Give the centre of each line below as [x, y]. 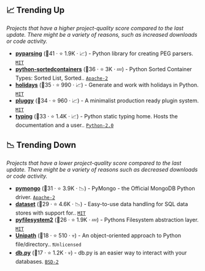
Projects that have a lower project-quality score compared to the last [94, 163]
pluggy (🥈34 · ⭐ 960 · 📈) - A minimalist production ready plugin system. [107, 101]
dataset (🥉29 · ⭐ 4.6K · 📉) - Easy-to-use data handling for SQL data [102, 204]
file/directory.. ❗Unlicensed [48, 244]
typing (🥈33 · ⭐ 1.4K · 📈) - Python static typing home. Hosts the [96, 116]
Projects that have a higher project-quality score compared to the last [95, 28]
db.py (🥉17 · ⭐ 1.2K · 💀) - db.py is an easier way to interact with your [101, 253]
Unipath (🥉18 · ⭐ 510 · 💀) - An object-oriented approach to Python [98, 235]
